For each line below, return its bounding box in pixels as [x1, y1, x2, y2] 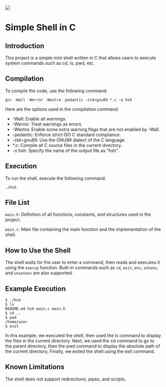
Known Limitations [5, 363, 65, 371]
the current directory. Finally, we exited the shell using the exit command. [5, 349, 155, 355]
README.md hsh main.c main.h [5, 306, 66, 311]
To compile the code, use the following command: [5, 88, 108, 94]
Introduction [5, 41, 45, 50]
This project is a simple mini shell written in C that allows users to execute [5, 55, 157, 61]
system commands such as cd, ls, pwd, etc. [5, 60, 95, 66]
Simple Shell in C [5, 22, 76, 33]
